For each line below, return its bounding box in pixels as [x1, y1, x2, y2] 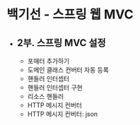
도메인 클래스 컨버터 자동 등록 [27, 66, 109, 74]
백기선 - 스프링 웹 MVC [6, 6, 134, 23]
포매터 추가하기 [27, 57, 70, 65]
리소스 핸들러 [27, 93, 64, 100]
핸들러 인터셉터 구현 [27, 83, 83, 92]
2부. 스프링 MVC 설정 [16, 37, 107, 49]
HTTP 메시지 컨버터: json [27, 110, 98, 118]
